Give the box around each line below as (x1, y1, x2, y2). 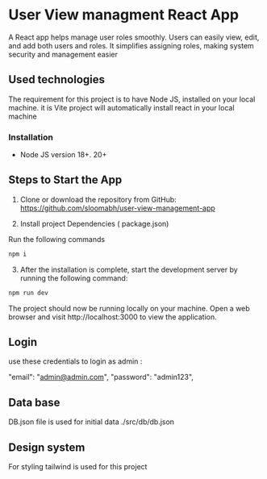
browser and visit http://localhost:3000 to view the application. (8, 312, 217, 322)
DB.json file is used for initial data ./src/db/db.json (8, 417, 175, 427)
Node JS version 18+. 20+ (19, 150, 107, 160)
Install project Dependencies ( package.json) (19, 219, 169, 228)
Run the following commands (8, 234, 106, 244)
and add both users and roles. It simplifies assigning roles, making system (8, 40, 254, 50)
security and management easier (8, 49, 119, 59)
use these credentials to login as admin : (8, 356, 143, 366)
